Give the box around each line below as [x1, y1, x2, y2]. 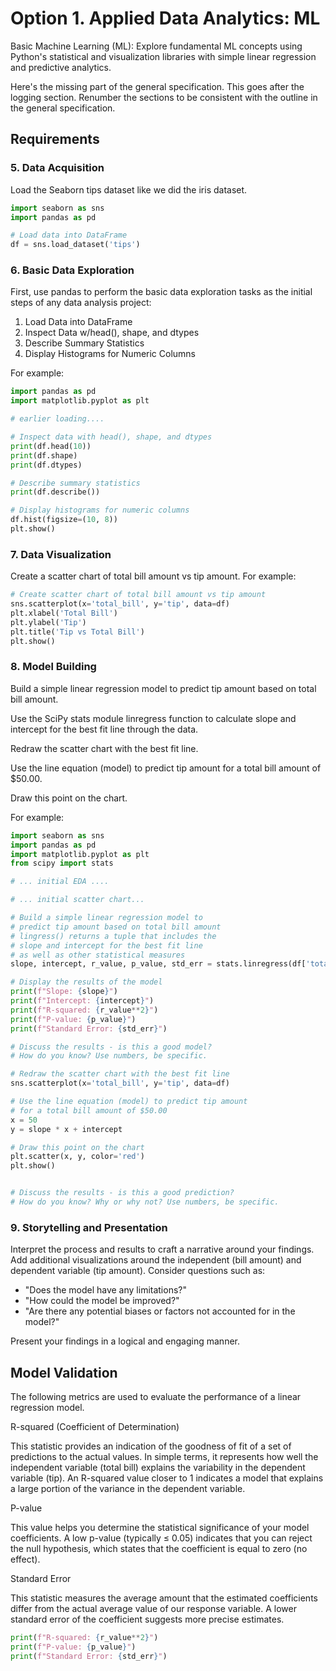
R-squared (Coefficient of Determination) [10, 1421, 180, 1432]
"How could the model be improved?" [24, 1295, 180, 1307]
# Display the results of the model [10, 977, 163, 987]
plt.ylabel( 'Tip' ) [10, 617, 87, 627]
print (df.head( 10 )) [10, 441, 92, 451]
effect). [10, 1553, 41, 1565]
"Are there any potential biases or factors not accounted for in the [24, 1305, 296, 1317]
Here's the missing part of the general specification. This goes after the [10, 80, 305, 92]
